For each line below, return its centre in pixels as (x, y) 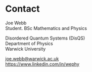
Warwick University (26, 49)
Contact (22, 9)
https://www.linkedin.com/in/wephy (42, 64)
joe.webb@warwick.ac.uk (32, 58)
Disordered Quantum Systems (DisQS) (45, 38)
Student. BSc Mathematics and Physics (46, 28)
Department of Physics (29, 43)
